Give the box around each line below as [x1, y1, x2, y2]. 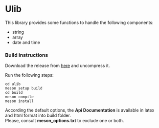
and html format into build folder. [5, 112, 71, 118]
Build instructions [5, 51, 48, 58]
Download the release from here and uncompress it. [5, 63, 110, 69]
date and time [12, 39, 40, 45]
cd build [5, 90, 23, 95]
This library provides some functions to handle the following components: [5, 20, 154, 25]
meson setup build [5, 86, 43, 91]
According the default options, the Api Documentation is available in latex [5, 107, 155, 113]
